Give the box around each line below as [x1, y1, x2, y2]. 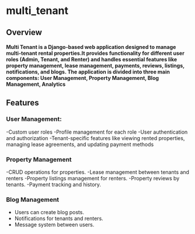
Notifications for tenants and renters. [14, 215, 103, 222]
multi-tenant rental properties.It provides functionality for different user [6, 50, 185, 57]
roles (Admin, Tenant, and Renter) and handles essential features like [6, 56, 177, 63]
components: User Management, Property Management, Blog [6, 75, 159, 82]
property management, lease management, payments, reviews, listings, [6, 62, 185, 69]
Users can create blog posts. [14, 209, 85, 216]
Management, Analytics [6, 81, 66, 88]
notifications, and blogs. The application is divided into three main [6, 68, 170, 75]
